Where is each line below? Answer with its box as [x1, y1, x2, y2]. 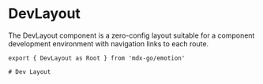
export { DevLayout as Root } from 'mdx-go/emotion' [8, 54, 186, 62]
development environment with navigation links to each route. [8, 38, 209, 48]
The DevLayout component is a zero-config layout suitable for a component [8, 31, 255, 40]
